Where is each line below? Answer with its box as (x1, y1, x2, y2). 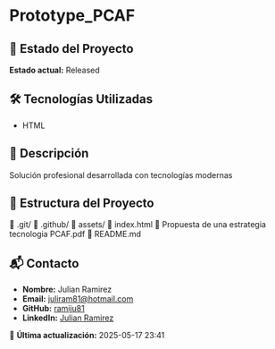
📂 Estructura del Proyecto (9, 196, 154, 211)
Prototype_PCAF (9, 5, 136, 26)
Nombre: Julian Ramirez (21, 284, 112, 295)
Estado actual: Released (9, 64, 100, 75)
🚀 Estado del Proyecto (9, 41, 134, 56)
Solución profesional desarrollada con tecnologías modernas (9, 169, 233, 180)
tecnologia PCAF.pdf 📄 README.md (9, 229, 141, 240)
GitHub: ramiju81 (21, 303, 85, 314)
